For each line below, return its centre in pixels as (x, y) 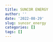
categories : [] (20, 28)
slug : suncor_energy (26, 23)
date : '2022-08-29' (25, 18)
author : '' (16, 14)
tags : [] (14, 32)
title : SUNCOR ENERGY (27, 9)
